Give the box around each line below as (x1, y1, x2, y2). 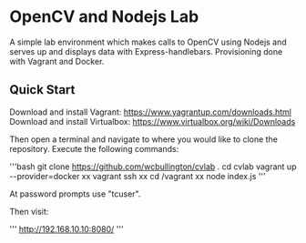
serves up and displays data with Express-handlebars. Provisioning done (9, 46, 283, 56)
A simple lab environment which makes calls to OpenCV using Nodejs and (9, 36, 287, 47)
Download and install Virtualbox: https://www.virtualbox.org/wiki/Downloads (9, 116, 296, 127)
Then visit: (9, 206, 49, 217)
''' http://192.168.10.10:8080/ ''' (9, 223, 125, 234)
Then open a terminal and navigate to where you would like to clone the (9, 134, 278, 145)
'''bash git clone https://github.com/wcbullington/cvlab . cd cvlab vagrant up (9, 161, 297, 172)
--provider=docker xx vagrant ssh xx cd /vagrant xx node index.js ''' (9, 170, 266, 181)
